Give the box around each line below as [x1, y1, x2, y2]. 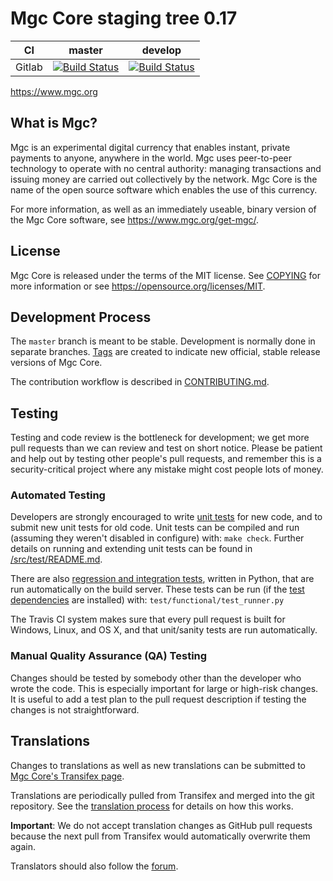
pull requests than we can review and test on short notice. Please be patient [10, 442, 323, 454]
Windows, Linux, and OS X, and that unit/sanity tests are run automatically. [10, 624, 318, 636]
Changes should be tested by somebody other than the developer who [10, 672, 302, 684]
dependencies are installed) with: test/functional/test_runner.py [10, 594, 285, 606]
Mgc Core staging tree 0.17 [10, 7, 238, 30]
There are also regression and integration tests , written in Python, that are [10, 573, 315, 585]
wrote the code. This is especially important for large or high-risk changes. [10, 682, 319, 694]
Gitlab [15, 60, 43, 74]
